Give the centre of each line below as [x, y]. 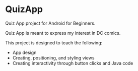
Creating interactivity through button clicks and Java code [73, 63]
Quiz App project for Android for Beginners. [50, 23]
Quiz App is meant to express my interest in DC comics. [63, 33]
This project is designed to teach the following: [54, 43]
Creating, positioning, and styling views [53, 58]
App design [24, 52]
